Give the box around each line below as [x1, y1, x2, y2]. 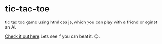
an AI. [5, 24, 17, 30]
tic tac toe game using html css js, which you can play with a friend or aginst [5, 19, 158, 25]
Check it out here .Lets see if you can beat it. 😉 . [5, 33, 100, 39]
